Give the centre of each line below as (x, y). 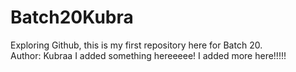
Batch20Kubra (72, 17)
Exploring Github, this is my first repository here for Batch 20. (136, 45)
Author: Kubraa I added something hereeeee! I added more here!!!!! (148, 55)
